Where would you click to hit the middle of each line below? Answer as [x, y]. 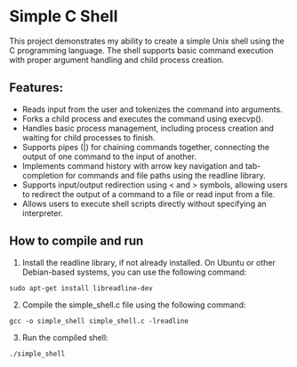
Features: [36, 88]
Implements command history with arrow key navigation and [132, 165]
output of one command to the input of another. [109, 156]
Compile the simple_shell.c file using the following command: [134, 305]
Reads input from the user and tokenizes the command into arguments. [152, 109]
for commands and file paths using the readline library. [165, 175]
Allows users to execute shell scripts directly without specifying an [144, 203]
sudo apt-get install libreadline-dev [81, 288]
